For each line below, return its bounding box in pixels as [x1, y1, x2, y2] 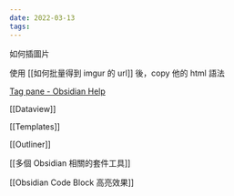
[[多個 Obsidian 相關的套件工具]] [9, 157, 131, 169]
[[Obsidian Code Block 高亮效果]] [9, 177, 135, 188]
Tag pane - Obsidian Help [9, 86, 107, 97]
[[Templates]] [9, 120, 61, 132]
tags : [9, 22, 30, 31]
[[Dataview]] [9, 103, 56, 114]
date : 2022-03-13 [9, 13, 76, 23]
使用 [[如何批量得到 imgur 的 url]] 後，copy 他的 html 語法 [9, 67, 225, 78]
